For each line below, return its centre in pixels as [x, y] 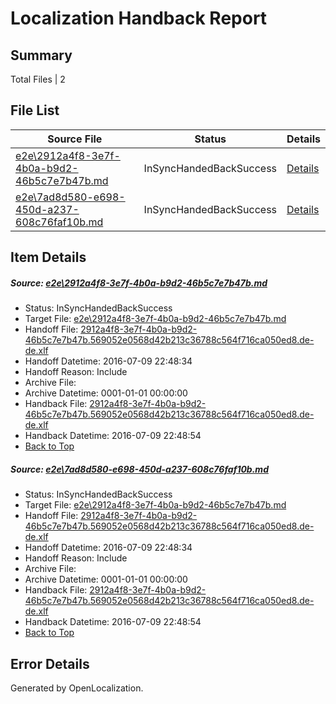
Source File [75, 139]
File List [35, 110]
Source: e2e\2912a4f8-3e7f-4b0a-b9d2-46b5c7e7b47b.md [139, 283]
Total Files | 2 [38, 79]
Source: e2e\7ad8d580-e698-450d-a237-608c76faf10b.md [139, 469]
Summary [41, 55]
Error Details [50, 663]
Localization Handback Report [139, 18]
